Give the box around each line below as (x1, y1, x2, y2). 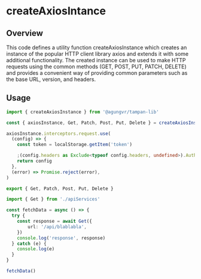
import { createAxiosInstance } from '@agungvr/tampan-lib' (6, 109, 160, 115)
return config (17, 158, 52, 164)
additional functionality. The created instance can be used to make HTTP (6, 57, 186, 63)
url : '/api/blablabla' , (28, 223, 87, 230)
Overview (6, 28, 44, 38)
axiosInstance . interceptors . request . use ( (6, 131, 111, 137)
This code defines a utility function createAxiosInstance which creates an (6, 44, 187, 51)
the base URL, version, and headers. (6, 76, 96, 83)
